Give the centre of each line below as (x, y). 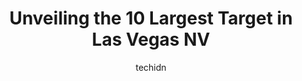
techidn (151, 67)
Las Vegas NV (151, 39)
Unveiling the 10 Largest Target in (151, 18)
